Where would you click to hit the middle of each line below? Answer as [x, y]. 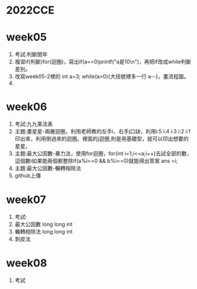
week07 [26, 200]
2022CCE [30, 10]
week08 [27, 263]
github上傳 [28, 176]
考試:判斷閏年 [31, 54]
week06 [27, 107]
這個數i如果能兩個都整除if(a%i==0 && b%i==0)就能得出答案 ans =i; [96, 161]
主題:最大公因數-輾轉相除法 [48, 168]
